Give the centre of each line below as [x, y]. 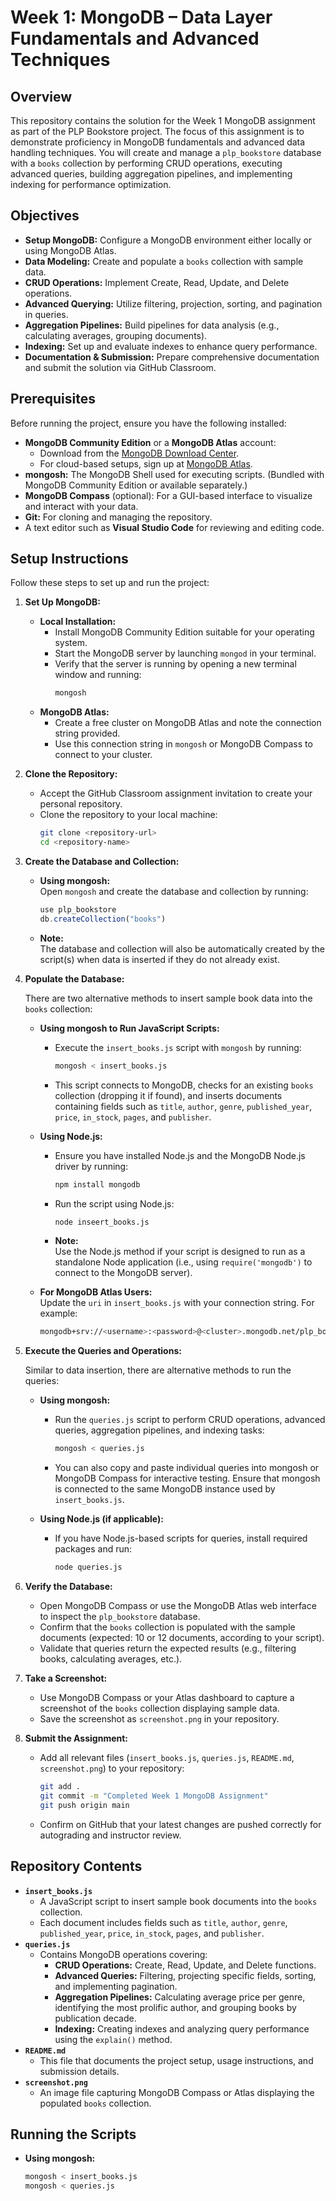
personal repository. [81, 804]
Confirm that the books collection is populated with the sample [167, 1627]
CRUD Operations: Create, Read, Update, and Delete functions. [185, 1965]
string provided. [87, 733]
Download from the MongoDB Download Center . [139, 453]
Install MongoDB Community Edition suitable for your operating [184, 632]
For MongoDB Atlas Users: [96, 1292]
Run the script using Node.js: [114, 1203]
